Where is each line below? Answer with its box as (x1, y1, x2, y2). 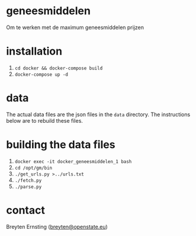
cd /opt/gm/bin (14, 165, 53, 171)
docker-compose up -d (14, 71, 68, 78)
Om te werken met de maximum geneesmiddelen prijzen (6, 24, 144, 31)
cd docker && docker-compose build (14, 65, 103, 71)
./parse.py (14, 184, 42, 190)
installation (6, 44, 63, 58)
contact (6, 203, 46, 217)
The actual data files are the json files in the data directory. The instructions (6, 111, 191, 118)
